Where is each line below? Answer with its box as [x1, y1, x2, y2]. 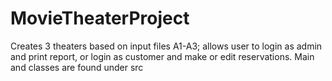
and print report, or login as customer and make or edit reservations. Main [10, 50, 315, 62]
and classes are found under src [10, 61, 144, 73]
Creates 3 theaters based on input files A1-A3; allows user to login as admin [10, 40, 323, 52]
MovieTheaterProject [10, 7, 190, 30]
